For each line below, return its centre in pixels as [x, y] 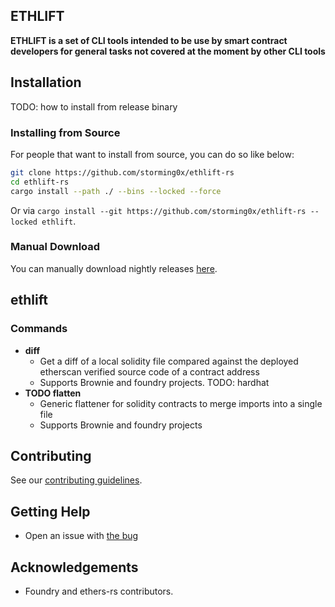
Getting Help [50, 511]
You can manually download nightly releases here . [114, 268]
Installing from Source [65, 132]
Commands [39, 329]
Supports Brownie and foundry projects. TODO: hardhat [154, 382]
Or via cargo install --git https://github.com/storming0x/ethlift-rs [158, 210]
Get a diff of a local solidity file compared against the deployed [169, 361]
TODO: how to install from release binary [94, 106]
